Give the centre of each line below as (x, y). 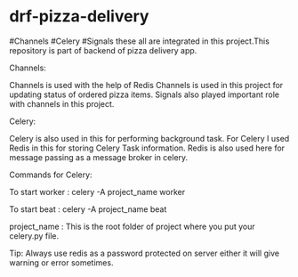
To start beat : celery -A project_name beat (88, 209)
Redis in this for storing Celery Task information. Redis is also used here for (147, 148)
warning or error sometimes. (61, 262)
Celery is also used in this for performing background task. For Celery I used (149, 138)
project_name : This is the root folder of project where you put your (132, 226)
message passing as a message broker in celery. (99, 157)
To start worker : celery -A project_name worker (97, 191)
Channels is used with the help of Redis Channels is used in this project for (146, 85)
